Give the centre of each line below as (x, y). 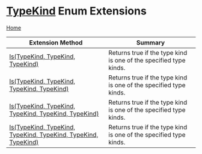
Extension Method (56, 42)
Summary (151, 42)
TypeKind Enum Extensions (77, 11)
